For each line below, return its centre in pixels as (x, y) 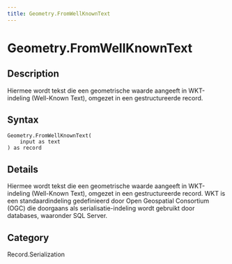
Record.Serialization (36, 254)
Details (23, 169)
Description (33, 74)
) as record (24, 148)
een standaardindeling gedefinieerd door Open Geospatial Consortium (108, 201)
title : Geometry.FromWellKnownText (59, 14)
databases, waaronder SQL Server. (57, 216)
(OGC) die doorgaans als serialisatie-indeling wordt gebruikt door (101, 208)
